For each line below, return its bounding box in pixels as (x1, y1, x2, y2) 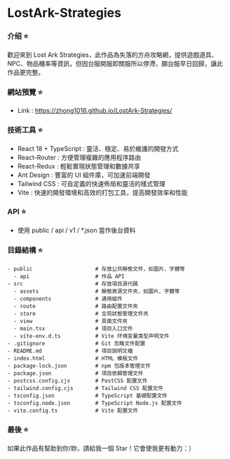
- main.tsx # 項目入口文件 (13, 325, 133, 332)
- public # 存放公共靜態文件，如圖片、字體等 (7, 265, 186, 272)
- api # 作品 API (13, 272, 125, 280)
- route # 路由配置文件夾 (13, 302, 139, 310)
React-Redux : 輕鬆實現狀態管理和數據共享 (17, 162, 140, 171)
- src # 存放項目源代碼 (7, 280, 138, 287)
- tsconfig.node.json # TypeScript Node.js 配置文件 (7, 399, 182, 406)
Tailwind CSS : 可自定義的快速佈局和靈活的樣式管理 (17, 180, 166, 188)
